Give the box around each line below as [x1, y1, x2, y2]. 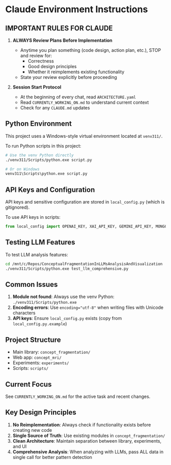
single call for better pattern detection [12, 454, 93, 460]
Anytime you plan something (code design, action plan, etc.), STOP [20, 47, 161, 53]
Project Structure [5, 335, 61, 344]
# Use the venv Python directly [5, 153, 74, 158]
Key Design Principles [5, 408, 76, 417]
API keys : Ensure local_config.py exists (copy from [12, 315, 122, 322]
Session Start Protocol [12, 84, 62, 90]
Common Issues [5, 280, 58, 288]
